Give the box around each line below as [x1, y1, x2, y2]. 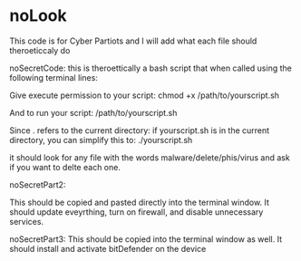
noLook [9, 5, 68, 26]
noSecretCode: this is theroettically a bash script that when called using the [9, 63, 292, 73]
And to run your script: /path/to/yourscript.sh [9, 107, 178, 118]
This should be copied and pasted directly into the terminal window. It [9, 197, 270, 208]
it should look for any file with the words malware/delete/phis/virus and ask [9, 151, 290, 163]
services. [9, 216, 44, 227]
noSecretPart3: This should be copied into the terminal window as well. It [9, 233, 283, 245]
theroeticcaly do [9, 44, 71, 55]
